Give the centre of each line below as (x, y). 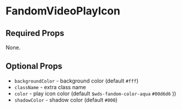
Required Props (35, 33)
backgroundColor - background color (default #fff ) (76, 81)
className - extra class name (50, 87)
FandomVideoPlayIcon (63, 11)
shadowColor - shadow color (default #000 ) (66, 99)
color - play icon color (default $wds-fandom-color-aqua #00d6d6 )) (95, 93)
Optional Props (34, 66)
